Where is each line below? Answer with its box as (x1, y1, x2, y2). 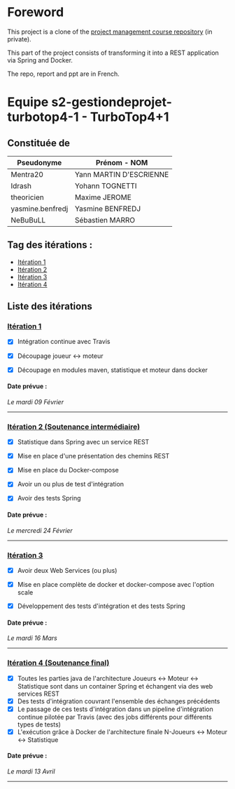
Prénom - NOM (95, 157, 148, 167)
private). (7, 34, 31, 43)
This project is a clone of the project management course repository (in (7, 27, 213, 36)
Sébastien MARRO (74, 215, 136, 225)
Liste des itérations (7, 300, 93, 312)
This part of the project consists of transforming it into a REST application (7, 48, 219, 57)
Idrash (10, 180, 32, 190)
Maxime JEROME (74, 192, 131, 202)
